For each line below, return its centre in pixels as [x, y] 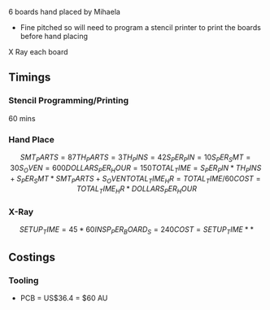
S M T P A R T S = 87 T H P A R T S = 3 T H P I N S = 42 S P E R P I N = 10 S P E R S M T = [135, 158]
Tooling [24, 280]
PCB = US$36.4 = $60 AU [64, 298]
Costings [32, 257]
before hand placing [54, 36]
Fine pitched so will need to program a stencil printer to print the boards [141, 27]
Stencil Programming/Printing [69, 101]
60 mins [22, 118]
